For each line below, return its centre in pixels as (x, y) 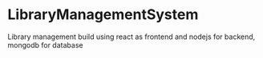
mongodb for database (45, 44)
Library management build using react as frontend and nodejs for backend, (131, 37)
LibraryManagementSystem (103, 15)
